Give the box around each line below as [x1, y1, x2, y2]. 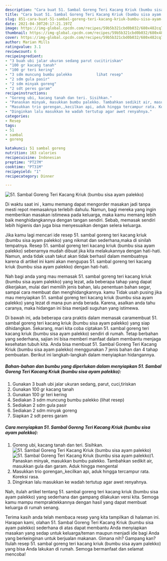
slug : [5, 16, 16, 21]
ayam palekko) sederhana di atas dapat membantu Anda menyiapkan [5, 525, 147, 531]
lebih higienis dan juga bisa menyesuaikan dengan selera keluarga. [5, 223, 142, 228]
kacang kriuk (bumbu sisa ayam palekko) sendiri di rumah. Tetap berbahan [5, 331, 159, 337]
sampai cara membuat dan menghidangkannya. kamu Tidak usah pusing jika [5, 289, 162, 295]
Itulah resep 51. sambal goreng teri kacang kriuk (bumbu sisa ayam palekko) [5, 541, 161, 547]
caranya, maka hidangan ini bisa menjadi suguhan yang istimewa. [5, 305, 140, 311]
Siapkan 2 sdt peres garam [12, 413, 68, 419]
